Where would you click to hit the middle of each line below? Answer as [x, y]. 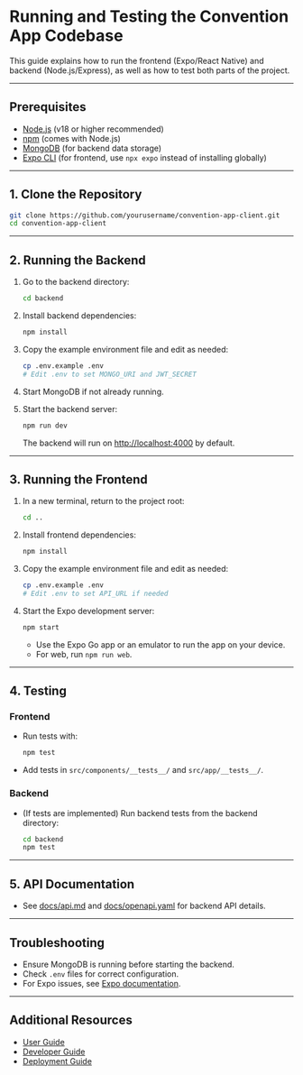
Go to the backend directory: [76, 282]
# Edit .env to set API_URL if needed [95, 593]
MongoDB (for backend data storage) [92, 148]
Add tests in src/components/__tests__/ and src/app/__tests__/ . [143, 770]
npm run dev [45, 426]
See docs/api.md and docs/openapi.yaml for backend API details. [144, 906]
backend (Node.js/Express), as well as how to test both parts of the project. [150, 70]
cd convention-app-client [58, 224]
